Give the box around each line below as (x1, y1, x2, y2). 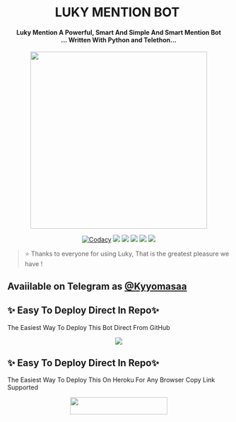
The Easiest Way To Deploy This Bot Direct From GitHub (7, 323, 170, 331)
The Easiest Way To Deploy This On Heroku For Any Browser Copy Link (7, 376, 216, 384)
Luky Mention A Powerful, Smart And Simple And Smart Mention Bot (16, 28, 221, 36)
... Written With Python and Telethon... (61, 35, 177, 44)
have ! (24, 260, 43, 268)
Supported (7, 383, 39, 392)
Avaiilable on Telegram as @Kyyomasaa (7, 280, 187, 292)
